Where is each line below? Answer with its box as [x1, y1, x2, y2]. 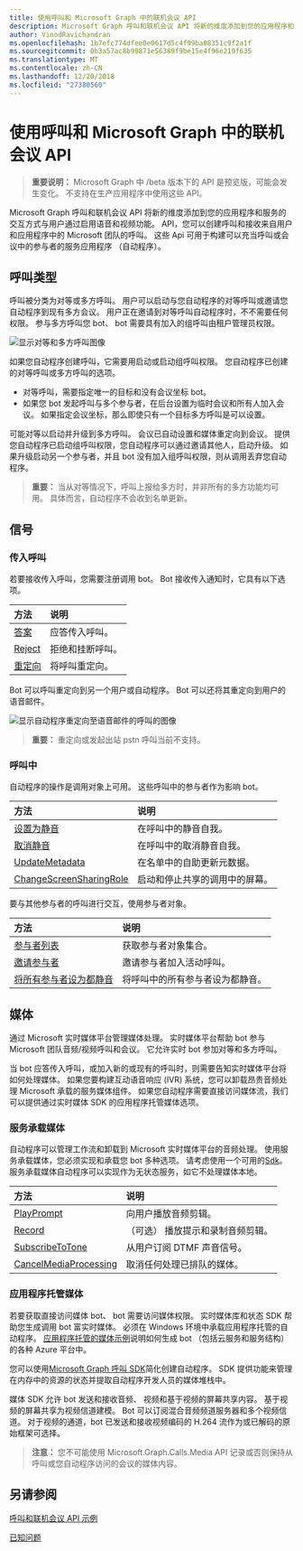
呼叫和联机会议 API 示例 [9, 1512, 98, 1523]
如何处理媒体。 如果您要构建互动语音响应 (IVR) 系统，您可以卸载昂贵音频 [9, 1074, 280, 1085]
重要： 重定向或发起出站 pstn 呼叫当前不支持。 [31, 734, 206, 745]
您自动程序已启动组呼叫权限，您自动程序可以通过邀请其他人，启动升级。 [9, 440, 278, 451]
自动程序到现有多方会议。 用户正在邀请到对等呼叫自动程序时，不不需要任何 [9, 306, 289, 317]
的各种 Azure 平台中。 [9, 1343, 92, 1355]
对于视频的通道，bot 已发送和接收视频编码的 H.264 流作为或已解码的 [26, 1416, 282, 1427]
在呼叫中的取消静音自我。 [136, 839, 246, 852]
